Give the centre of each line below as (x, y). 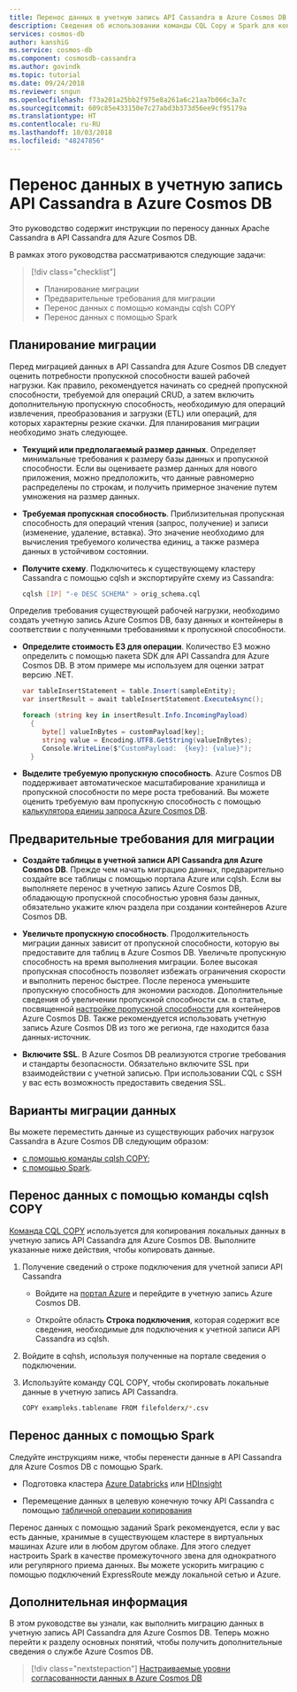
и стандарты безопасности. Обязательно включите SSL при (135, 1064)
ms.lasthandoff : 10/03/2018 (61, 133)
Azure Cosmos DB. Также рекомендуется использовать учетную (144, 1018)
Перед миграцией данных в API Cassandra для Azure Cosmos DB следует (148, 366)
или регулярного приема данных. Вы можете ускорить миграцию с (137, 1565)
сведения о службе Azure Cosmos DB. (81, 1651)
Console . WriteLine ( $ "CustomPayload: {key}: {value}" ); (147, 748)
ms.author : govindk (45, 67)
